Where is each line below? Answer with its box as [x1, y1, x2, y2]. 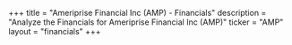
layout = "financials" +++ [8, 26, 101, 36]
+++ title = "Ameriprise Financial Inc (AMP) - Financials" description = [8, 8, 267, 18]
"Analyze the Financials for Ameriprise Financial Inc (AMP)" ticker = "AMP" [8, 17, 284, 27]
